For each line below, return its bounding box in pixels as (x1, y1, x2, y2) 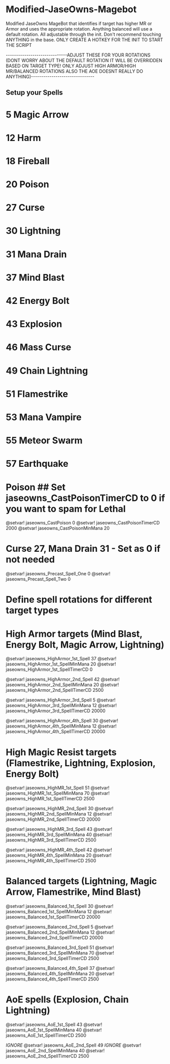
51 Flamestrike (6, 388, 68, 400)
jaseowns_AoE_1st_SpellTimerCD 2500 (6, 1032, 87, 1039)
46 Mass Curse (6, 342, 72, 353)
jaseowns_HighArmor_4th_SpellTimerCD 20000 (6, 729, 106, 735)
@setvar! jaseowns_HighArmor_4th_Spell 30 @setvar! (6, 718, 119, 724)
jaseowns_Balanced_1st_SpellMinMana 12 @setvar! (6, 909, 112, 915)
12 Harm (6, 132, 41, 144)
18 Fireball (6, 155, 50, 166)
